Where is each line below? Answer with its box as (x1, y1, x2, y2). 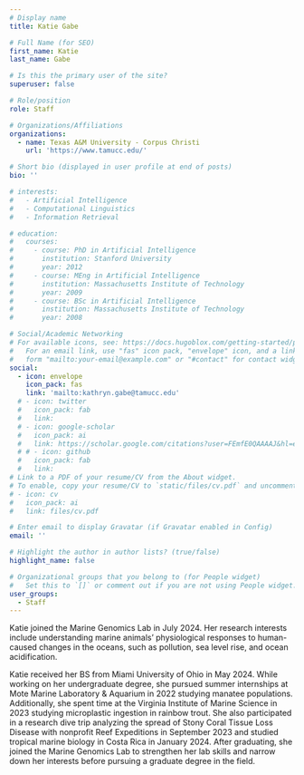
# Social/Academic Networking (9, 330, 124, 339)
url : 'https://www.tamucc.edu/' (25, 146, 147, 155)
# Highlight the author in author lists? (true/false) (9, 547, 221, 557)
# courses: (9, 237, 59, 247)
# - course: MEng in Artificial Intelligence (9, 271, 201, 280)
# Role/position (9, 96, 71, 105)
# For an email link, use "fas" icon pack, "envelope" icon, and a (9, 346, 278, 355)
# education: (9, 228, 59, 238)
